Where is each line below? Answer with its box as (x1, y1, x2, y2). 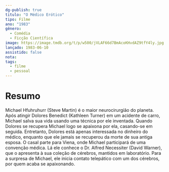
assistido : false (5, 50, 42, 55)
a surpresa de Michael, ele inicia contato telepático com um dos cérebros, (5, 155, 160, 161)
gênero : (5, 26, 22, 31)
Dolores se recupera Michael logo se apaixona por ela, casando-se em (5, 123, 153, 129)
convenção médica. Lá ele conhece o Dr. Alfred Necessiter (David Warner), (5, 145, 162, 151)
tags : (5, 59, 17, 64)
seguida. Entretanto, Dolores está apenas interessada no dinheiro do (5, 128, 148, 135)
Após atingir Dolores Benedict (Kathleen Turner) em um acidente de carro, (5, 112, 160, 118)
